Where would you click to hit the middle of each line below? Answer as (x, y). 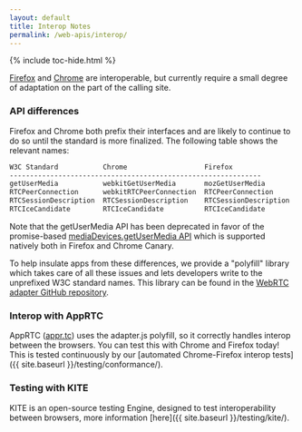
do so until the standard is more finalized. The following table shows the (144, 141)
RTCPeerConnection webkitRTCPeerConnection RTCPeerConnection (141, 192)
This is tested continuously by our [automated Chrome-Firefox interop (140, 355)
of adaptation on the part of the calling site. (90, 88)
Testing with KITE (49, 388)
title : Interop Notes (50, 26)
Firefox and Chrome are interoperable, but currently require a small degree (149, 78)
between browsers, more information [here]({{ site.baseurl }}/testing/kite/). (150, 417)
